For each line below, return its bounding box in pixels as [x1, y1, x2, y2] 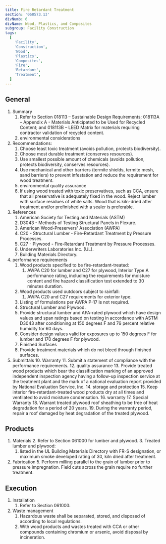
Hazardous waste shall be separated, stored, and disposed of [19, 513, 146, 519]
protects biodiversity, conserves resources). [19, 161, 110, 167]
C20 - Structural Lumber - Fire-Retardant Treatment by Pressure [19, 230, 152, 236]
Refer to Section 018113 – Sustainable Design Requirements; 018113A [19, 114, 160, 120]
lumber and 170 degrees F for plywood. [19, 336, 100, 342]
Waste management [12, 508, 54, 514]
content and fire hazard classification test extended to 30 [27, 277, 145, 284]
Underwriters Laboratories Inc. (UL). [19, 246, 94, 252]
